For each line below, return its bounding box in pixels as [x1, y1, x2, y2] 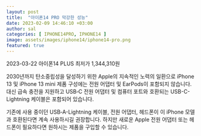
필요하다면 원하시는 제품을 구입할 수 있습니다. [22, 123, 129, 131]
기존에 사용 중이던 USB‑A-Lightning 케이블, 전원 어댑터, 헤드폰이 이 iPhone [6, 108, 184, 115]
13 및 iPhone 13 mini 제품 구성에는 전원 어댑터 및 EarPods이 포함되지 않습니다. [6, 80, 192, 88]
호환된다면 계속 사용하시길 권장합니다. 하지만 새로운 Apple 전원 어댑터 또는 [12, 115, 188, 123]
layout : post [6, 8, 39, 15]
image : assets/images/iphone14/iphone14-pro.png [6, 37, 131, 43]
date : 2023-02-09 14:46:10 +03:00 [6, 20, 94, 26]
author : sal [6, 25, 36, 32]
